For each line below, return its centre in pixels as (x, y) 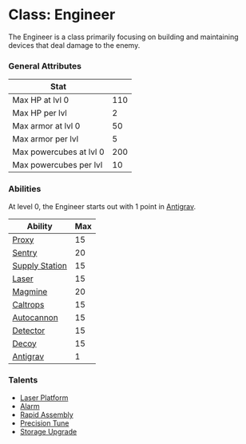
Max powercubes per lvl (58, 165)
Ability (40, 226)
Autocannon (35, 317)
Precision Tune (44, 423)
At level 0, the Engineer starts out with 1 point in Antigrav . (102, 206)
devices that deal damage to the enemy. (74, 45)
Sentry (25, 252)
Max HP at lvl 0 (41, 100)
